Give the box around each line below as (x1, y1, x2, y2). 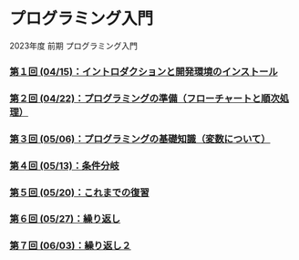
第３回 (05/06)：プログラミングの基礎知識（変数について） (9, 132, 271, 145)
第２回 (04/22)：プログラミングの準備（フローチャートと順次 (9, 92, 281, 105)
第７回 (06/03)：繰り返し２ (9, 239, 132, 252)
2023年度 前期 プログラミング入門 (9, 40, 139, 51)
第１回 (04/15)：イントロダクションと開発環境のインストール (9, 65, 278, 78)
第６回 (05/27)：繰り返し (9, 213, 121, 225)
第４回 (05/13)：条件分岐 (9, 159, 120, 172)
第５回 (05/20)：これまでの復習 (9, 186, 150, 199)
